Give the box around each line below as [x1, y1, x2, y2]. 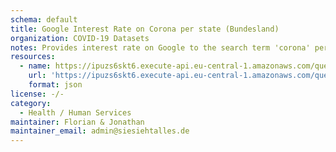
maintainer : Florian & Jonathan [10, 117, 145, 127]
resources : [10, 52, 56, 62]
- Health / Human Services [19, 107, 132, 118]
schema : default [10, 14, 78, 25]
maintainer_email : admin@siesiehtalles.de [10, 126, 190, 136]
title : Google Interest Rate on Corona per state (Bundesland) [10, 24, 280, 34]
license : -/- [10, 89, 65, 99]
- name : [19, 61, 52, 71]
